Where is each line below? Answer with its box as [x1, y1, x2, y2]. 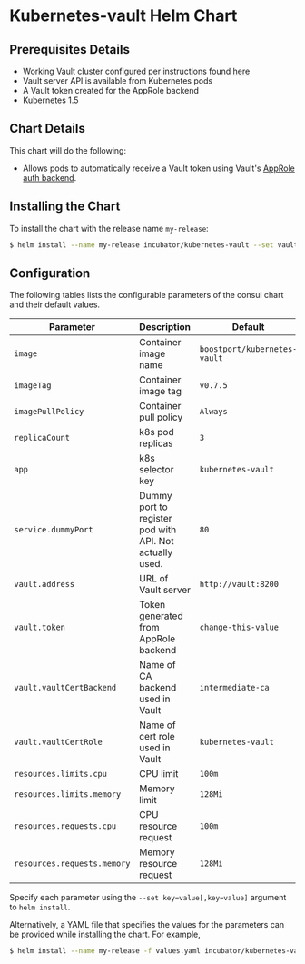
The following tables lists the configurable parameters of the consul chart [9, 290, 284, 301]
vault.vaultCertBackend [14, 682, 117, 693]
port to [139, 501, 168, 513]
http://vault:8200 [199, 579, 280, 590]
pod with [139, 523, 177, 536]
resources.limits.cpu [14, 769, 107, 780]
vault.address [14, 579, 75, 590]
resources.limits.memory [14, 790, 122, 800]
